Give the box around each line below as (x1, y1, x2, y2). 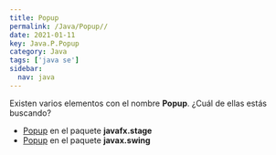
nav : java (17, 73, 55, 82)
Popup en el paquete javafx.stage (22, 125, 153, 136)
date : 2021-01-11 (9, 30, 76, 39)
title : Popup (9, 13, 59, 23)
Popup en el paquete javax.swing (22, 134, 151, 146)
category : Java (9, 47, 68, 57)
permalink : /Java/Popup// (9, 22, 108, 31)
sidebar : (9, 65, 43, 74)
